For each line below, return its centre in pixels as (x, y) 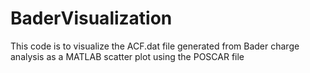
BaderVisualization (91, 18)
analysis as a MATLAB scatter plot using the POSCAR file (127, 56)
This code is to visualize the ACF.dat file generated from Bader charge (155, 46)
